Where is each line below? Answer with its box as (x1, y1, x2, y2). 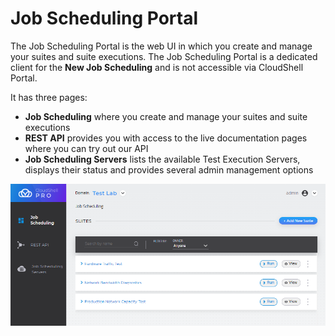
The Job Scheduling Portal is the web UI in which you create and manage (10, 40, 313, 52)
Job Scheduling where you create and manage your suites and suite (24, 110, 308, 122)
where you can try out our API (24, 142, 149, 154)
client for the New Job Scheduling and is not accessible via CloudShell (10, 61, 304, 73)
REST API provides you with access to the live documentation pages (24, 132, 308, 144)
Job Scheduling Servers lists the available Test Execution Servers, (24, 153, 301, 165)
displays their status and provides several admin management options (24, 163, 314, 176)
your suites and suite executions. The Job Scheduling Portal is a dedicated (10, 50, 318, 62)
